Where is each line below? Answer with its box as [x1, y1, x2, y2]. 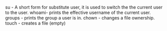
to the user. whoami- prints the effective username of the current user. [5, 9, 151, 15]
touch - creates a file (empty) [5, 20, 66, 26]
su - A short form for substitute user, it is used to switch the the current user [5, 4, 163, 10]
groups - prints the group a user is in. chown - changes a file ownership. [5, 15, 155, 20]
